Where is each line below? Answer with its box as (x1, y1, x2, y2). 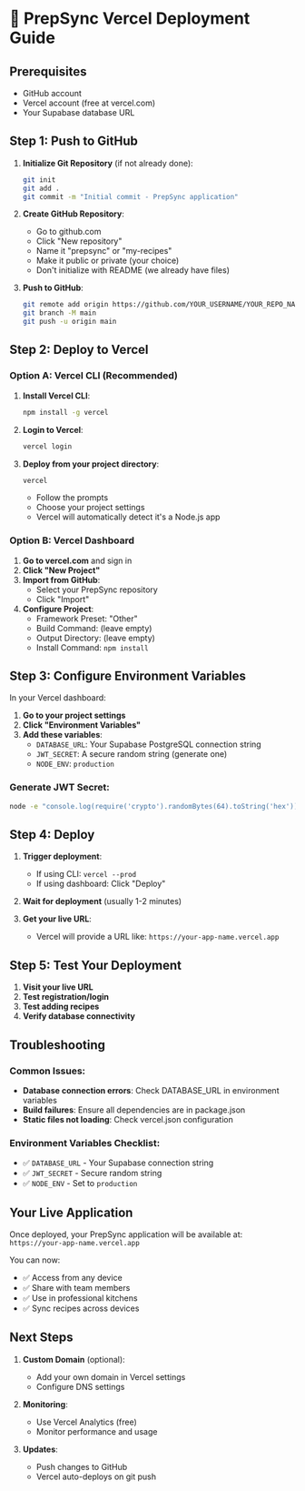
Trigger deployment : (22, 851, 103, 862)
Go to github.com (35, 227, 102, 237)
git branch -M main (22, 308, 97, 317)
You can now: (9, 1254, 61, 1265)
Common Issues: (9, 1064, 86, 1077)
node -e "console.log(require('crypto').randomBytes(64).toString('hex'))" (9, 801, 302, 811)
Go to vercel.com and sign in (22, 555, 133, 566)
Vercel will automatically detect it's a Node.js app (35, 511, 221, 522)
